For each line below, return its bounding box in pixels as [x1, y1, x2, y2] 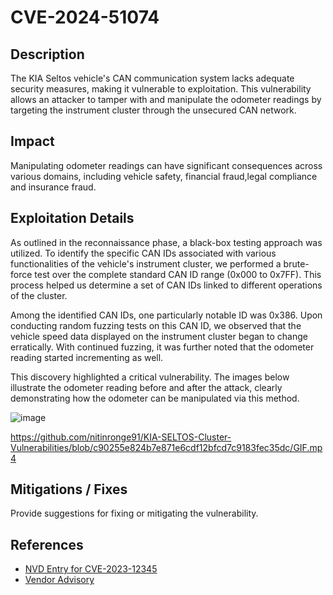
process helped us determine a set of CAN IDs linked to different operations [10, 279, 323, 291]
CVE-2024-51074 [10, 6, 160, 29]
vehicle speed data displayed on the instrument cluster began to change [10, 330, 308, 342]
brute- [283, 257, 310, 270]
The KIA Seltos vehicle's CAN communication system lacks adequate [10, 72, 295, 84]
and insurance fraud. [10, 181, 97, 193]
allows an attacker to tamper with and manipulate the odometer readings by [10, 94, 322, 105]
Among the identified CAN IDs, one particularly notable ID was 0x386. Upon [10, 309, 323, 321]
